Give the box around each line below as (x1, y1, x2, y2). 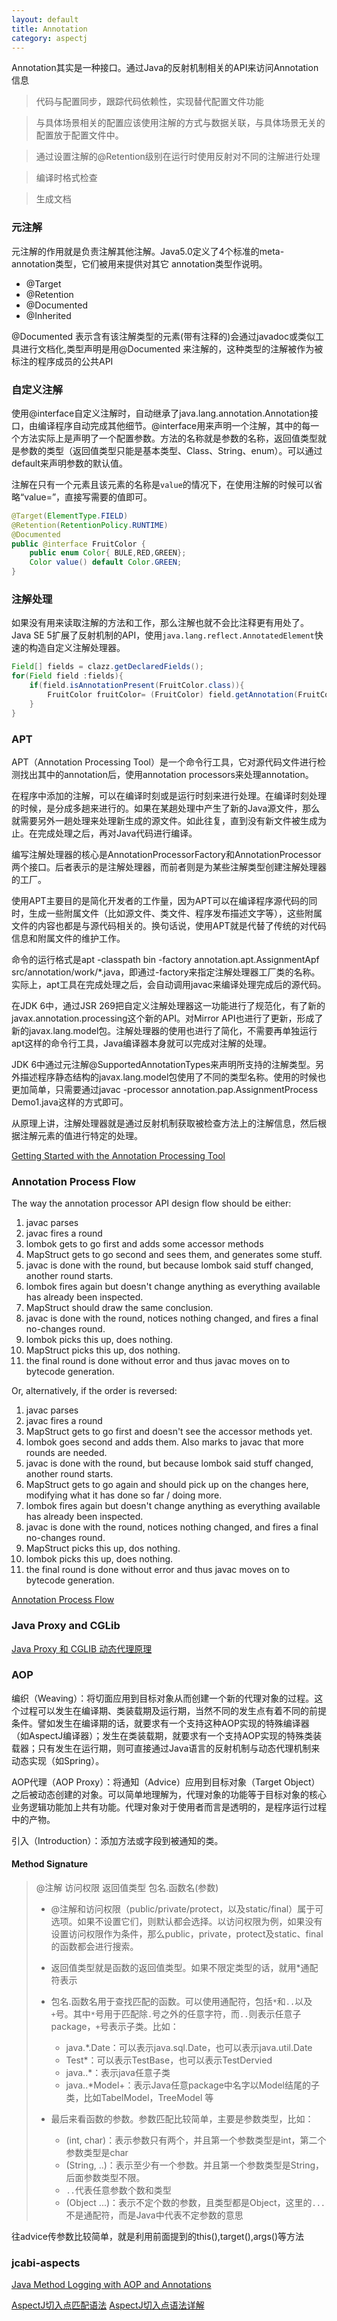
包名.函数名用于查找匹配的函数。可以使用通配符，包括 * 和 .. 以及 (50, 1996, 313, 2008)
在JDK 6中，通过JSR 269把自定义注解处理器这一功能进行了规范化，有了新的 (11, 999, 326, 1011)
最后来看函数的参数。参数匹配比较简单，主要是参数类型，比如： (50, 2113, 314, 2125)
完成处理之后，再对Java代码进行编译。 (37, 827, 198, 839)
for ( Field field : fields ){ (11, 671, 124, 681)
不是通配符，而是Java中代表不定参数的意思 (65, 2209, 244, 2221)
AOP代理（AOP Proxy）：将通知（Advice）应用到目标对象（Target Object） (11, 1776, 321, 1788)
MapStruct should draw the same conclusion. (25, 1302, 214, 1314)
